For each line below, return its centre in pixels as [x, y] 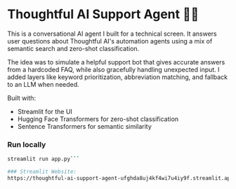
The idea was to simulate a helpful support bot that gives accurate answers [116, 62]
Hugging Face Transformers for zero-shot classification [98, 119]
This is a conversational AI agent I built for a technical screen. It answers [112, 34]
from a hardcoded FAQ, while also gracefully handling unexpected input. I [113, 69]
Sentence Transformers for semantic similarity [85, 126]
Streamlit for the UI [45, 111]
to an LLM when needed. [43, 84]
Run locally [27, 144]
